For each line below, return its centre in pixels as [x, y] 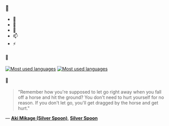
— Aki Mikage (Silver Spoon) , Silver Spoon [52, 118]
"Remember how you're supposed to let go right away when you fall [90, 92]
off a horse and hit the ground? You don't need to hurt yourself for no [91, 97]
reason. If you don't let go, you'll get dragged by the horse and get [88, 102]
